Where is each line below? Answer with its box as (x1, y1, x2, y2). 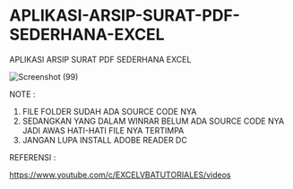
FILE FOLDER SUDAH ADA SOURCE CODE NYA (22, 106, 197, 116)
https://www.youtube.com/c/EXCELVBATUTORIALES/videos (9, 169, 231, 180)
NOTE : (9, 89, 36, 99)
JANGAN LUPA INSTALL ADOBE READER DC (22, 134, 188, 145)
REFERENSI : (9, 151, 56, 162)
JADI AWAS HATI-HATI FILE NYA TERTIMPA (22, 125, 185, 135)
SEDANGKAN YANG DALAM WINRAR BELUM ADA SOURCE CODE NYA (22, 116, 285, 126)
